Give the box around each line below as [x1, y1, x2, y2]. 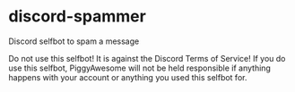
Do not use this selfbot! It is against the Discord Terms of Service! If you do [8, 53, 286, 63]
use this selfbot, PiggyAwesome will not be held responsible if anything [8, 63, 271, 73]
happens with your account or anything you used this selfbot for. [8, 71, 247, 82]
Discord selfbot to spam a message [8, 36, 140, 46]
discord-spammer [8, 6, 147, 27]
